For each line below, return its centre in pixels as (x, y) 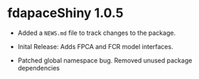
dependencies (39, 68)
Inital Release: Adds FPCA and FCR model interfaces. (95, 46)
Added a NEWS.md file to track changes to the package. (97, 33)
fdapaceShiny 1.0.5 (65, 13)
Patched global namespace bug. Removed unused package (105, 60)
